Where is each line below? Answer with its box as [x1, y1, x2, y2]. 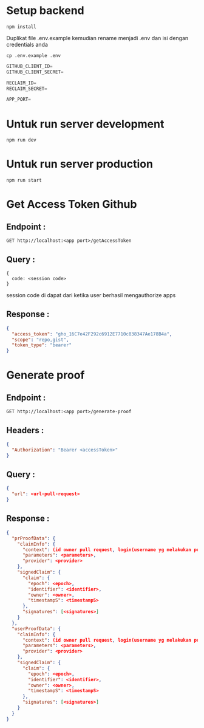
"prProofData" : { [12, 535, 56, 541]
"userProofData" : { [12, 625, 61, 632]
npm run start [6, 177, 42, 184]
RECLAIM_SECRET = [6, 86, 47, 92]
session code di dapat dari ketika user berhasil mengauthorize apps [6, 292, 176, 298]
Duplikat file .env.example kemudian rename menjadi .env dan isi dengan [6, 34, 189, 41]
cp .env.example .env [6, 52, 61, 58]
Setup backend [6, 4, 85, 18]
